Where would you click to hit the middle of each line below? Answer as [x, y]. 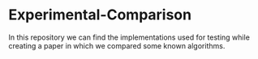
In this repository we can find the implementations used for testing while [129, 37]
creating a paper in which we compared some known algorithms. [117, 45]
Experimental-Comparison [100, 15]
